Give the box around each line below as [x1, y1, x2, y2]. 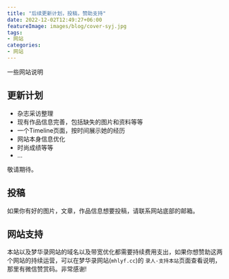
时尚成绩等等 [16, 143, 53, 151]
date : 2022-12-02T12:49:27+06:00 [7, 16, 103, 23]
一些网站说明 [7, 68, 43, 76]
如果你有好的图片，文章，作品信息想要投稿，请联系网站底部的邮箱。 [7, 207, 199, 215]
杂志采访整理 [16, 109, 53, 117]
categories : [7, 42, 41, 49]
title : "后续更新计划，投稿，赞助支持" [7, 10, 106, 17]
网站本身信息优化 [16, 135, 66, 143]
